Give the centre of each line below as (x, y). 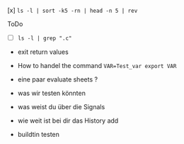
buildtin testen (39, 135)
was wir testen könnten (52, 93)
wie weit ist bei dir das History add (68, 121)
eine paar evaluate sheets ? (57, 79)
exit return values (43, 52)
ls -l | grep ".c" (45, 38)
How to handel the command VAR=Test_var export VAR (97, 66)
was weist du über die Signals (61, 107)
